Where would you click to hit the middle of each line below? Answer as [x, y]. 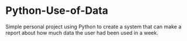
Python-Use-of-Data [57, 11]
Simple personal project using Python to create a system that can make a [93, 27]
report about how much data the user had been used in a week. [82, 32]
